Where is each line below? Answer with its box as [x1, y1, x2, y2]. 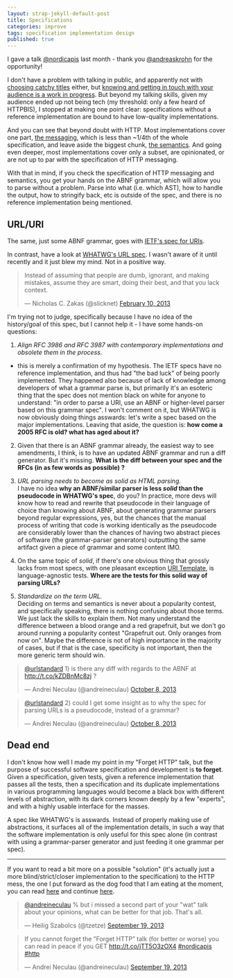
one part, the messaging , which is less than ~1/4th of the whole [7, 133, 189, 142]
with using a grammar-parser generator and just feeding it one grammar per [7, 837, 224, 846]
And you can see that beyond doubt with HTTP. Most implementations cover [7, 126, 225, 134]
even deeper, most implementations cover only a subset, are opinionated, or [7, 148, 225, 157]
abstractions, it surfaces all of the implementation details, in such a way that [7, 823, 225, 831]
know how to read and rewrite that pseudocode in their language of [17, 498, 210, 507]
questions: [7, 327, 37, 335]
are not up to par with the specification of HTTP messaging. [7, 155, 178, 164]
